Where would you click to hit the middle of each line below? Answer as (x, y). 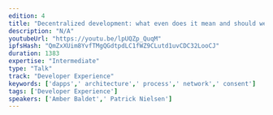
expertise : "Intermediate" (54, 62)
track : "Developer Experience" (61, 76)
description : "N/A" (41, 31)
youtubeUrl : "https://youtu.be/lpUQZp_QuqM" (85, 38)
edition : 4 (27, 16)
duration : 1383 (34, 53)
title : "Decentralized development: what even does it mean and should (132, 23)
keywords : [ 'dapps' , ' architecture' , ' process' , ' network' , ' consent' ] (132, 83)
